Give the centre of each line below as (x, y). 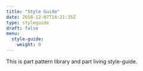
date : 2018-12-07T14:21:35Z (41, 17)
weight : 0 (29, 45)
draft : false (22, 28)
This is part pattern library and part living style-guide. (72, 61)
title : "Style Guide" (33, 12)
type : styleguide (28, 22)
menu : (13, 34)
